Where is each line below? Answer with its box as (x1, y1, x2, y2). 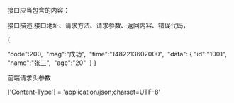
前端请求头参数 (7, 73, 51, 82)
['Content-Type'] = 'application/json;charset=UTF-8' (7, 87, 161, 96)
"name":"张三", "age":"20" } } (7, 59, 97, 67)
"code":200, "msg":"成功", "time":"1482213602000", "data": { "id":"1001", (7, 50, 227, 58)
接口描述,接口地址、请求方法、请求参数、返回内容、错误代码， (7, 21, 190, 30)
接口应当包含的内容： (7, 6, 69, 14)
